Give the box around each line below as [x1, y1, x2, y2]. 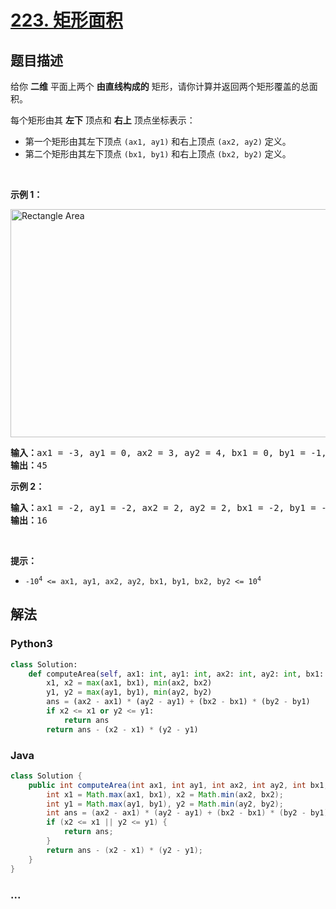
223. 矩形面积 [10, 9, 123, 32]
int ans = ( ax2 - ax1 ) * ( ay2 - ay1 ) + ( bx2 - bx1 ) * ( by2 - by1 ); [46, 808, 333, 818]
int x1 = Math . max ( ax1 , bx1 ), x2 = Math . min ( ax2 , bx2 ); [46, 789, 284, 800]
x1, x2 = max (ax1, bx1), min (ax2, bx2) [46, 678, 213, 688]
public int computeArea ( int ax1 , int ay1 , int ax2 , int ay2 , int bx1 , [28, 780, 329, 790]
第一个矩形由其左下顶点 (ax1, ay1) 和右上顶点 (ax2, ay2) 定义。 [24, 136, 292, 147]
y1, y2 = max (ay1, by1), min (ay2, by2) [46, 687, 213, 698]
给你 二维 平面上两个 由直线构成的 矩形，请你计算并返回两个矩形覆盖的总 [10, 81, 310, 92]
